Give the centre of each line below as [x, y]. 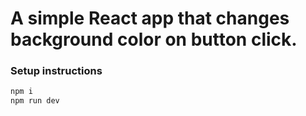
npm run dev [35, 101]
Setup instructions [56, 71]
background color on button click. [154, 39]
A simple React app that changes [150, 18]
